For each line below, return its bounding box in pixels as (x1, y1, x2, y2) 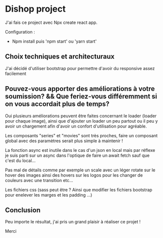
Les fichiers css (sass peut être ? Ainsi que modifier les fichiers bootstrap (5, 186, 152, 193)
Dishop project (5, 3, 66, 15)
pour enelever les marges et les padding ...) (5, 192, 92, 198)
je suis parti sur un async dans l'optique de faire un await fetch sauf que (5, 152, 150, 158)
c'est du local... (5, 157, 36, 164)
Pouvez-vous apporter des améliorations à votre (5, 85, 155, 93)
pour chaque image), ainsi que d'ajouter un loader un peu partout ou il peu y (5, 118, 158, 124)
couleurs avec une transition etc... (5, 177, 73, 183)
